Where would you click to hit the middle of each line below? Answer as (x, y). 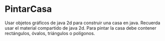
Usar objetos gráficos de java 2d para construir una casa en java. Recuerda (82, 23)
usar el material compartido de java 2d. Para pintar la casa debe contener (80, 28)
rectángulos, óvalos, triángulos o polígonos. (50, 33)
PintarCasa (28, 9)
